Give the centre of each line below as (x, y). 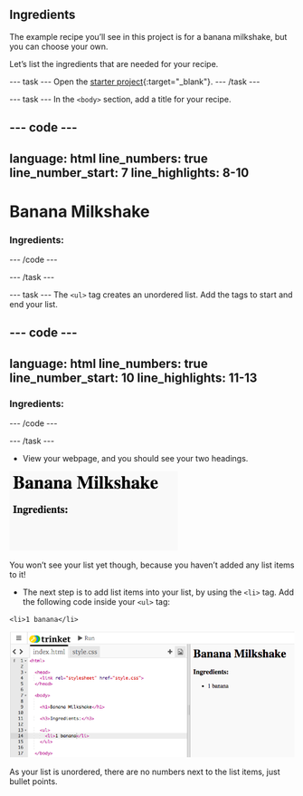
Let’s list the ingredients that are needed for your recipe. (114, 63)
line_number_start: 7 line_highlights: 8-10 (129, 173)
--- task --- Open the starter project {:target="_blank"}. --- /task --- (135, 82)
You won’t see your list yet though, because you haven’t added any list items (152, 565)
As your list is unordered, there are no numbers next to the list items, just (145, 772)
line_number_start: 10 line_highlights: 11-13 (133, 378)
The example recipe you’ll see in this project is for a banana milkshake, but (148, 36)
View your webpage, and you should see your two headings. (135, 459)
